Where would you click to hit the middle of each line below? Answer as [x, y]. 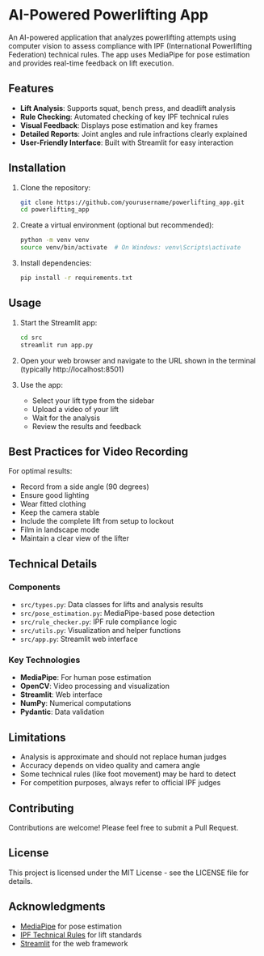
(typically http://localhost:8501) [72, 369]
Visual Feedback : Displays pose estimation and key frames [119, 125]
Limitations [37, 737]
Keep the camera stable [59, 512]
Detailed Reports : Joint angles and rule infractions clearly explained [134, 134]
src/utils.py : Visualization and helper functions [101, 630]
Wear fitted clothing [53, 504]
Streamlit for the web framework [74, 943]
